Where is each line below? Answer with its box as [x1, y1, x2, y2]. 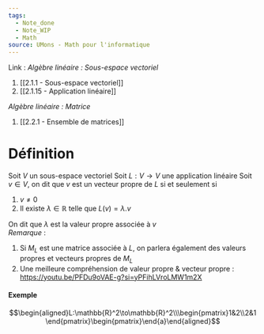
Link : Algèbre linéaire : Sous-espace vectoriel [8, 63, 159, 72]
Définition [8, 145, 75, 163]
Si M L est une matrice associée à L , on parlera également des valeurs [19, 243, 247, 254]
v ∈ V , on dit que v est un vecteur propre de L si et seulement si [8, 180, 217, 189]
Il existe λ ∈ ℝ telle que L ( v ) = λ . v [19, 203, 132, 214]
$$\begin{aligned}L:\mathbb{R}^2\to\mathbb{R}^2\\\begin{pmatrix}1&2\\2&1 [9, 308, 257, 317]
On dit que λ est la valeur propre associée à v [8, 219, 157, 230]
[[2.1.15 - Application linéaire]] [19, 86, 117, 96]
